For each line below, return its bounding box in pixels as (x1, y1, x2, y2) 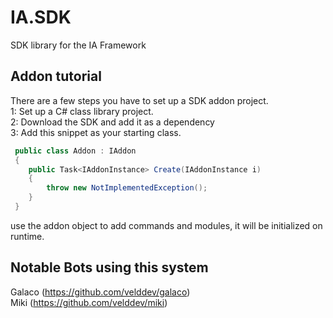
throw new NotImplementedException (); (46, 183, 208, 193)
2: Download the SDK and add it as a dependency (10, 116, 215, 128)
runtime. (10, 230, 45, 242)
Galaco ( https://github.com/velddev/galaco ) (10, 286, 191, 298)
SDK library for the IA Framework (10, 39, 147, 51)
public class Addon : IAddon (14, 146, 137, 156)
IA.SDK (10, 6, 72, 29)
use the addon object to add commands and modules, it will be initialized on (10, 219, 323, 231)
